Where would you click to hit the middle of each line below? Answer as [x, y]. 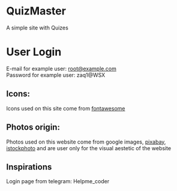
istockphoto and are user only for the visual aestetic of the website [89, 148]
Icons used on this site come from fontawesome [66, 108]
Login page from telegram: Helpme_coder [58, 181]
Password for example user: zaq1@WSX [56, 75]
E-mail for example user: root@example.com [61, 68]
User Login [34, 52]
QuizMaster [36, 11]
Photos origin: [33, 127]
